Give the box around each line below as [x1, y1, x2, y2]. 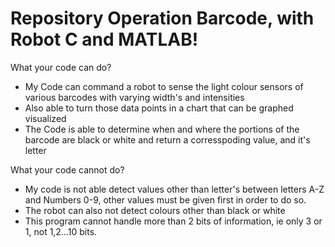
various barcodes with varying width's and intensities [24, 91, 245, 103]
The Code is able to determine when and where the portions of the [24, 123, 300, 135]
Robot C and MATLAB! [10, 28, 199, 51]
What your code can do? [10, 61, 112, 73]
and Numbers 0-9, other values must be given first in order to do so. [24, 193, 307, 206]
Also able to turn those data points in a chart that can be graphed [24, 102, 294, 114]
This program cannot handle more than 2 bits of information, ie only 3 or [24, 215, 323, 227]
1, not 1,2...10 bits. [24, 225, 98, 237]
